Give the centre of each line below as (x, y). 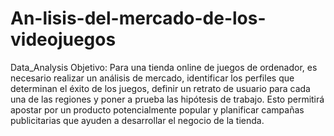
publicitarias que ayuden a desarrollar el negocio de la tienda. (137, 120)
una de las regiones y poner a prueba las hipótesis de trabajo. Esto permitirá (167, 99)
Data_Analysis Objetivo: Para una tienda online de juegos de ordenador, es (164, 67)
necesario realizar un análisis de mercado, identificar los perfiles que (152, 78)
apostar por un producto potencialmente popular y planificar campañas (157, 109)
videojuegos (63, 39)
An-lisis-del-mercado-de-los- (138, 18)
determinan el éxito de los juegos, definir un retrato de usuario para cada (160, 88)
